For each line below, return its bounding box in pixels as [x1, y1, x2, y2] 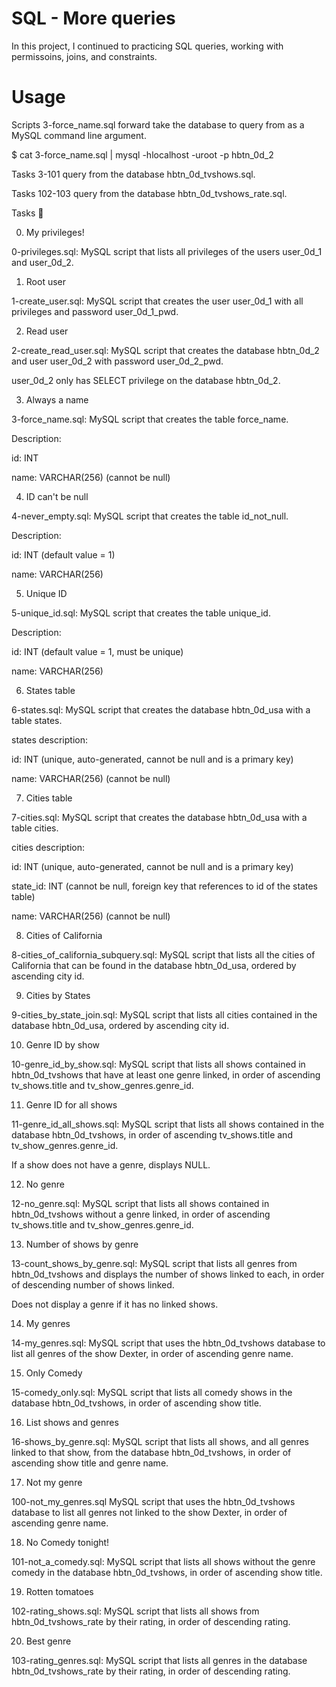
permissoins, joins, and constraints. [11, 50, 158, 62]
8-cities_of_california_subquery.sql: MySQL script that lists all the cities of [11, 948, 316, 961]
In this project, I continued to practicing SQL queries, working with [11, 40, 284, 52]
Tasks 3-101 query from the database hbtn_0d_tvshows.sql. [11, 168, 256, 180]
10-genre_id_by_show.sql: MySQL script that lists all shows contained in [11, 1058, 306, 1070]
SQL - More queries [11, 7, 176, 30]
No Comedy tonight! [25, 1536, 110, 1548]
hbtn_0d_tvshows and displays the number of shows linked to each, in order [11, 1268, 325, 1280]
